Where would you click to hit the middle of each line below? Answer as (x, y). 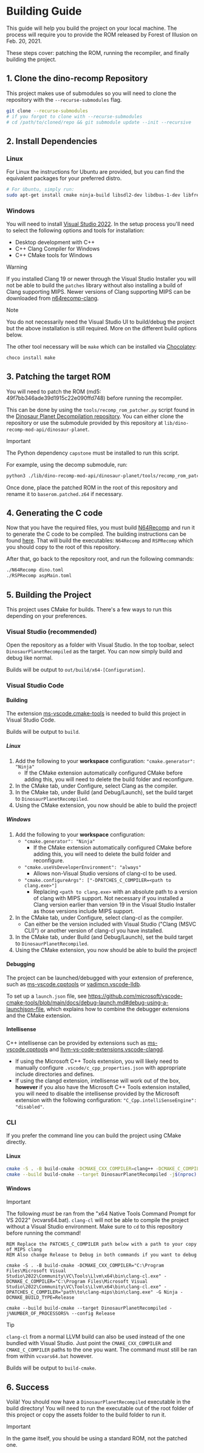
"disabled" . (29, 1106)
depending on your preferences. (47, 616)
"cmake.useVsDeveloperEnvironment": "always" (83, 868)
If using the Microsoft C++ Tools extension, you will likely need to (97, 1061)
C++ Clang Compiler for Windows (57, 249)
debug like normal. (30, 658)
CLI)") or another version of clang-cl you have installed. (94, 931)
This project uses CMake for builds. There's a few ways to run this (89, 609)
